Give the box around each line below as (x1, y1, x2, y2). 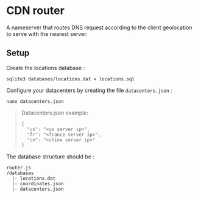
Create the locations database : (6, 64, 85, 71)
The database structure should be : (6, 153, 94, 160)
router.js (6, 164, 32, 171)
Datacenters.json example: (21, 109, 89, 116)
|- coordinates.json (12, 180, 64, 186)
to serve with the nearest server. (6, 30, 88, 37)
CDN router (6, 4, 65, 18)
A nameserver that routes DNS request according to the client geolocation (6, 24, 193, 31)
